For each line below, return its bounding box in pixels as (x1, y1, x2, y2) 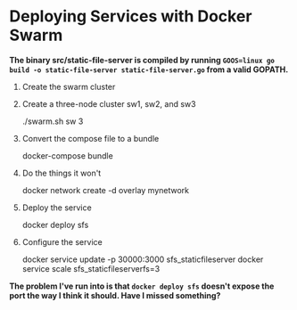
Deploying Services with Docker (9, 6, 252, 27)
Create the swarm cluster (21, 81, 116, 92)
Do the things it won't (21, 167, 102, 178)
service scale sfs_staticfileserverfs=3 (21, 263, 161, 273)
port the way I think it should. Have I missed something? (9, 290, 221, 300)
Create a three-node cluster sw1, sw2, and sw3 (21, 98, 196, 109)
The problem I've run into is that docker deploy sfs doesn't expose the (9, 281, 275, 291)
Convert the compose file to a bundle (21, 133, 160, 143)
